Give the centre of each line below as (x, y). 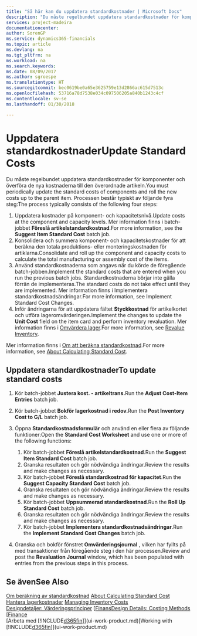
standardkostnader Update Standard (96, 151)
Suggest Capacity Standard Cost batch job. (77, 484)
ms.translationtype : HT (35, 83)
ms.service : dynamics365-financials (51, 39)
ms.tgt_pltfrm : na (28, 55)
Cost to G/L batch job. (41, 417)
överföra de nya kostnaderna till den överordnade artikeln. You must (87, 186)
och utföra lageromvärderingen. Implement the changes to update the (98, 315)
